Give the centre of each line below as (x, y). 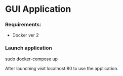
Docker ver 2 (25, 35)
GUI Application (38, 9)
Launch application (29, 48)
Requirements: (23, 25)
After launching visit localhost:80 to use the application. (62, 68)
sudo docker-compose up (32, 59)
